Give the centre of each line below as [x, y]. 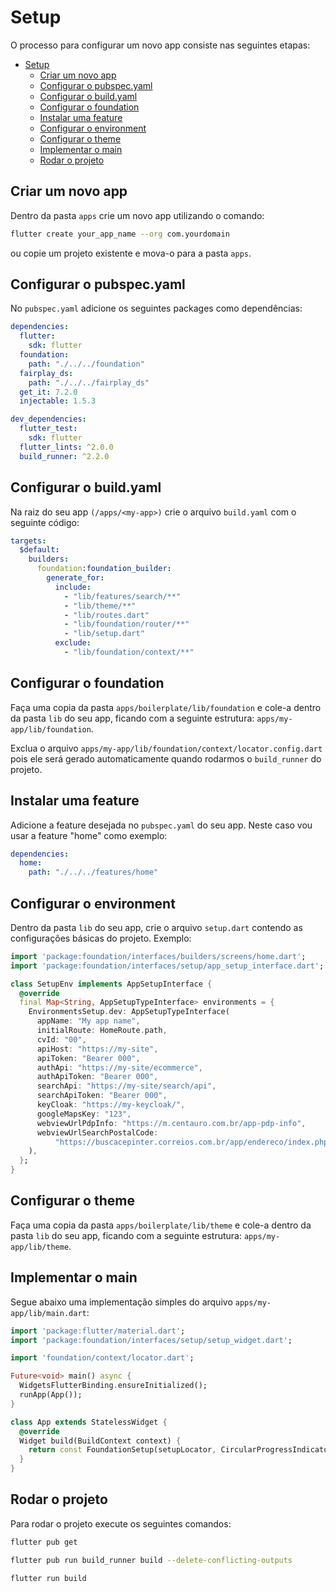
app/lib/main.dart [48, 1313]
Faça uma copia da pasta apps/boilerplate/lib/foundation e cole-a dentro [166, 707]
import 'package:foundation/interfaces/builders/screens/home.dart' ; [158, 956]
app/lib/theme [40, 1247]
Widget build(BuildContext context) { [100, 1441]
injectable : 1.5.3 [58, 401]
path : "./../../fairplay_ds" [89, 382]
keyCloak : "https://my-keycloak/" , [111, 1105]
